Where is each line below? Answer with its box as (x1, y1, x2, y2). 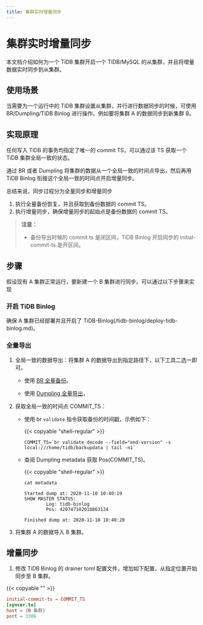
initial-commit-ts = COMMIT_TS (6, 597, 85, 603)
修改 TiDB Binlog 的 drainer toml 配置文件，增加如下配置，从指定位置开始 (15, 565, 198, 572)
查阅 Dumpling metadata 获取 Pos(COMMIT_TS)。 (24, 456, 148, 463)
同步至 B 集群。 (15, 572, 54, 580)
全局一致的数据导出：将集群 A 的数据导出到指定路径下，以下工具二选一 (15, 356, 192, 364)
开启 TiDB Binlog (6, 302, 56, 310)
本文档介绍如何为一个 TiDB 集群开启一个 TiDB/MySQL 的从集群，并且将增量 (6, 58, 195, 65)
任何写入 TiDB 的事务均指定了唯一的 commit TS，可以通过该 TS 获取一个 (6, 147, 187, 154)
